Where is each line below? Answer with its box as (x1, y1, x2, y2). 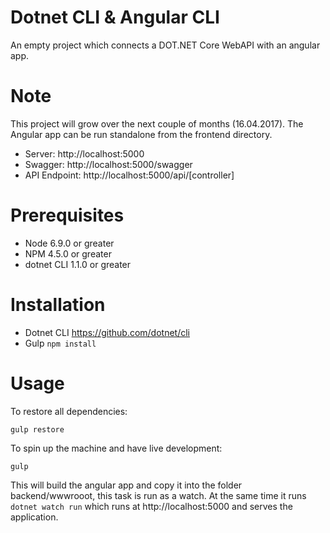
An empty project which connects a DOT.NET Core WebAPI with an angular (10, 39, 321, 51)
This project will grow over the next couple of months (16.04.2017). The (10, 117, 304, 130)
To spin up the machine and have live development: (10, 442, 223, 454)
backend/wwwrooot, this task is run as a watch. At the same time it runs (10, 489, 307, 501)
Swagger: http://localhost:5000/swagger (24, 158, 193, 170)
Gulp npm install (24, 337, 97, 349)
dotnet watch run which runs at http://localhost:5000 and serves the (10, 500, 293, 512)
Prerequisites (10, 204, 125, 227)
